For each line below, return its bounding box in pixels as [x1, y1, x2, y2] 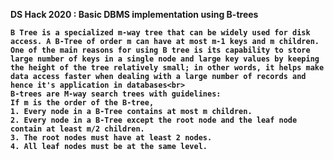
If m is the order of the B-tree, [10, 98, 155, 108]
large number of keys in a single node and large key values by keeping [10, 54, 320, 64]
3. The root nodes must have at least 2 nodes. [10, 133, 213, 143]
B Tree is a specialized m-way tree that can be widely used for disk [10, 28, 311, 38]
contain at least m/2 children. [10, 124, 145, 134]
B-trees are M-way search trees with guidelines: [10, 89, 222, 99]
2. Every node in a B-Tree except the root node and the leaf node [10, 115, 298, 125]
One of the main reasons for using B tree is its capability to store [10, 45, 311, 55]
